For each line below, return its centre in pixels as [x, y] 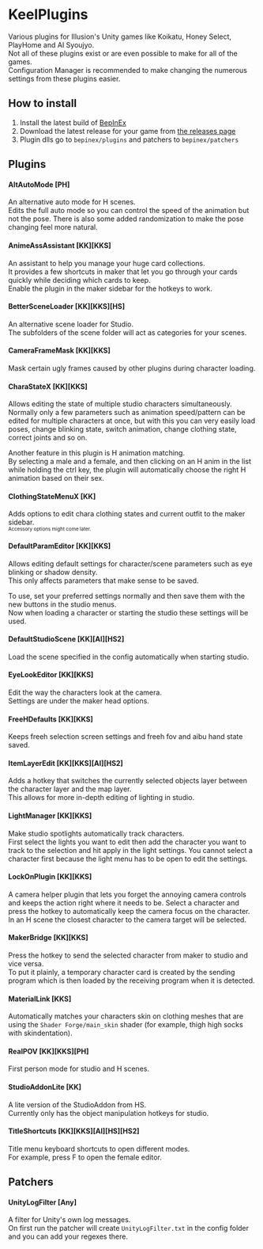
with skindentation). [40, 1033]
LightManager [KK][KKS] [50, 815]
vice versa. [26, 963]
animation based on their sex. [56, 478]
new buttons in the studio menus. [62, 604]
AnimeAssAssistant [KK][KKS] [60, 245]
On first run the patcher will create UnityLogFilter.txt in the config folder [129, 1228]
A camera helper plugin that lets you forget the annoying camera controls [128, 894]
